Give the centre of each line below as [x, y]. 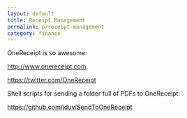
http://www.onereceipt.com [47, 66]
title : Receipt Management [46, 20]
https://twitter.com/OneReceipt [52, 80]
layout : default [31, 14]
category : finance [34, 33]
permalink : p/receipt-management [56, 27]
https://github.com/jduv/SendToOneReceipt [70, 107]
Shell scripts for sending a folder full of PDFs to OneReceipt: [93, 94]
